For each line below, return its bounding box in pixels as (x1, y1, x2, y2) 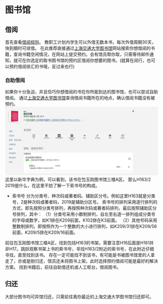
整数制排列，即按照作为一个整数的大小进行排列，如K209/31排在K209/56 (12, 223, 157, 229)
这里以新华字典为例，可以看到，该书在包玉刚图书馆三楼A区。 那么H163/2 (5, 176, 151, 182)
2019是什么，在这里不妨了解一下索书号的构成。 (5, 182, 100, 188)
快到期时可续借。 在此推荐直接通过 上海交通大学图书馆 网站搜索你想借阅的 (5, 45, 151, 51)
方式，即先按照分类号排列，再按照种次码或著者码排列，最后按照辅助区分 (12, 205, 157, 211)
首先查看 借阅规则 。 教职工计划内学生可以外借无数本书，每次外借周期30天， (5, 39, 156, 45)
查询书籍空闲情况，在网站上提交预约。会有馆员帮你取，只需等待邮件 (13, 52, 149, 57)
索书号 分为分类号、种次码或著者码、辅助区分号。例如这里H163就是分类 (12, 193, 156, 199)
